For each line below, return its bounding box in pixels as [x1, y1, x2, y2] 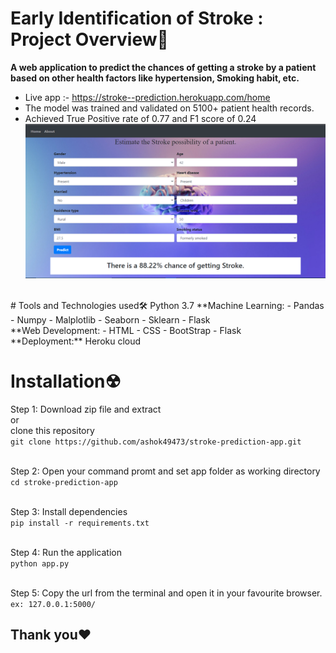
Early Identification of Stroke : [10, 7, 264, 30]
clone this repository [10, 424, 95, 436]
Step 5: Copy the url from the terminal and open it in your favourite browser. [10, 587, 323, 599]
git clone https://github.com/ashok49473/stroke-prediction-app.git [10, 437, 302, 447]
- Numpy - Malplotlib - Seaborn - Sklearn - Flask [10, 313, 211, 326]
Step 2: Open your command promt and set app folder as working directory [10, 465, 321, 477]
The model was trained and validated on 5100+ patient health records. [24, 102, 315, 114]
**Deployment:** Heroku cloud [10, 335, 142, 347]
